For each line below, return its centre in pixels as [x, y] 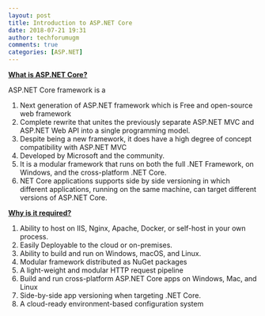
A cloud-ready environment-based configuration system [112, 304]
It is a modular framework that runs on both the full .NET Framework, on [137, 164]
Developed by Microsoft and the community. [92, 156]
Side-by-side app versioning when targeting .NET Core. [110, 295]
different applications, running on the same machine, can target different [138, 189]
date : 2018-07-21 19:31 [47, 30]
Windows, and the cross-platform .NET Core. [93, 172]
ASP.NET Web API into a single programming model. [105, 130]
